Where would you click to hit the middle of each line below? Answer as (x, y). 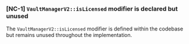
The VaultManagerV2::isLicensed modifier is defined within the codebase (95, 29)
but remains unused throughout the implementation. (69, 35)
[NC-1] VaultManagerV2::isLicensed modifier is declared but (92, 9)
